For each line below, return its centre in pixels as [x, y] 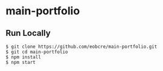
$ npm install [24, 57]
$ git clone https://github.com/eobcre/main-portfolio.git [81, 47]
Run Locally [28, 33]
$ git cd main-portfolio [37, 52]
